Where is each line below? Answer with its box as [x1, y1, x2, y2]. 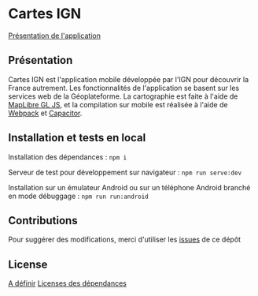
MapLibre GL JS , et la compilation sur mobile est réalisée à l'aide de [8, 99, 228, 109]
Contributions [8, 214, 78, 227]
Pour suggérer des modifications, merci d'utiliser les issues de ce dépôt [8, 234, 241, 245]
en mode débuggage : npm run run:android [8, 191, 149, 200]
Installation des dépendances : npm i [8, 152, 127, 162]
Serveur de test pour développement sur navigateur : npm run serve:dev [8, 167, 242, 177]
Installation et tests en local [8, 131, 146, 144]
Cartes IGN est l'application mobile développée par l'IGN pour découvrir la [8, 74, 249, 84]
